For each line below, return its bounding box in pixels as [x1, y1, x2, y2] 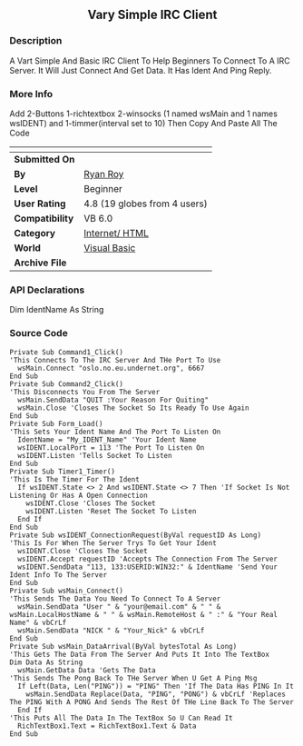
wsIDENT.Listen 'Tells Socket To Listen [17, 451, 172, 460]
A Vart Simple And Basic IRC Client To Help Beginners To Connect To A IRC [9, 55, 290, 66]
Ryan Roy [83, 167, 124, 180]
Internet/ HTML [83, 226, 150, 239]
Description [9, 35, 63, 47]
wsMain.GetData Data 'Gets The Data [17, 665, 156, 675]
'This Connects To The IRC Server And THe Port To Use [9, 355, 221, 364]
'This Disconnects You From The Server [9, 387, 161, 396]
